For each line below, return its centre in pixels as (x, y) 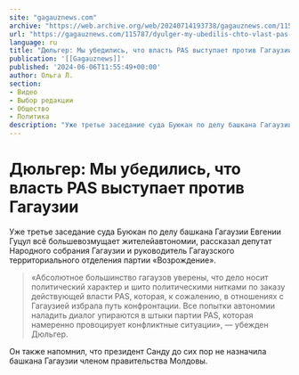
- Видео (24, 92)
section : (25, 84)
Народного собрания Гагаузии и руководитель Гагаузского (122, 250)
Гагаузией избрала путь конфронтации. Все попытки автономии (153, 306)
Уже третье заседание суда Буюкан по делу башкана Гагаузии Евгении (145, 232)
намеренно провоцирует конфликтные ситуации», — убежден (149, 324)
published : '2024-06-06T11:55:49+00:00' (85, 68)
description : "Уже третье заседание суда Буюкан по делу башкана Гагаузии (151, 126)
